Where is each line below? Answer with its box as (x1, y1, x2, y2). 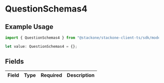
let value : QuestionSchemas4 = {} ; (5, 44, 78, 49)
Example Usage (5, 23, 54, 31)
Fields (5, 57, 24, 66)
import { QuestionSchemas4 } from (5, 35, 76, 40)
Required (41, 71, 62, 78)
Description (66, 71, 95, 78)
